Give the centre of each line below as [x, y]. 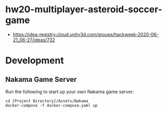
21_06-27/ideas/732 [34, 40]
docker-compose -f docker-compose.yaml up [51, 105]
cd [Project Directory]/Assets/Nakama [47, 101]
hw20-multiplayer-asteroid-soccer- [84, 9]
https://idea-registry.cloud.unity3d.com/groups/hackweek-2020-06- [86, 34]
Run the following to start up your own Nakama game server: [70, 92]
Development [35, 61]
